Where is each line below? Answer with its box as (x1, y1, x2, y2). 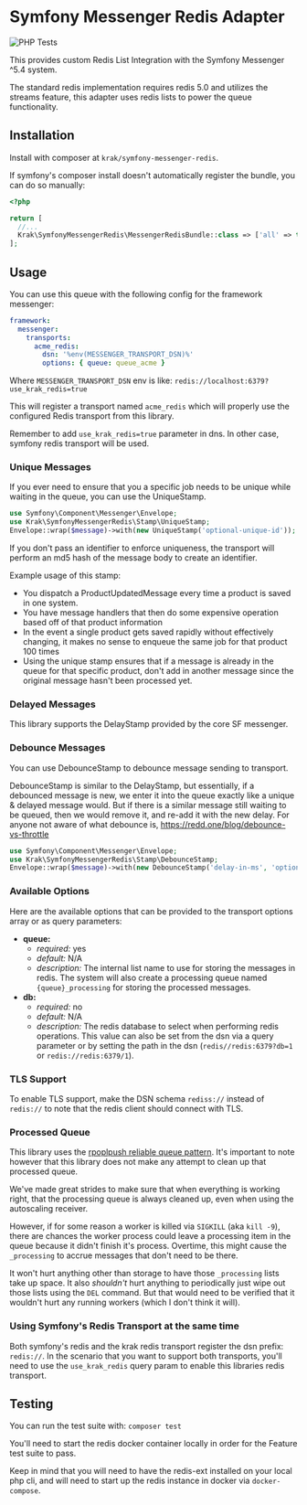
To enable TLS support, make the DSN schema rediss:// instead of (9, 1093, 265, 1104)
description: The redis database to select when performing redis (36, 1020, 279, 1031)
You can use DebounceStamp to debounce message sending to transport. (9, 762, 289, 774)
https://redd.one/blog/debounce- (160, 818, 286, 829)
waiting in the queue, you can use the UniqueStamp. (9, 491, 207, 502)
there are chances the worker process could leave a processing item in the (9, 1231, 291, 1242)
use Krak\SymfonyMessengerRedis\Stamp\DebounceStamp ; (9, 855, 219, 864)
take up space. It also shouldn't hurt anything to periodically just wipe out (9, 1277, 286, 1288)
